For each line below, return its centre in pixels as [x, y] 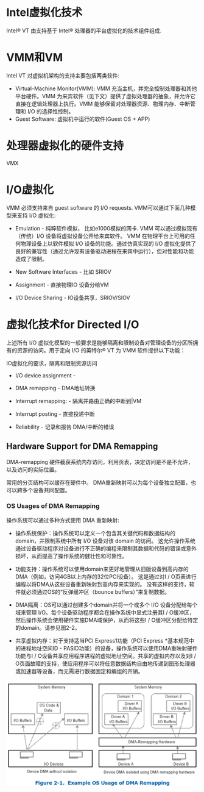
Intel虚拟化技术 [44, 12]
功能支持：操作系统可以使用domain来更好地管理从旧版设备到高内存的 [102, 569]
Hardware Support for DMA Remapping [82, 447]
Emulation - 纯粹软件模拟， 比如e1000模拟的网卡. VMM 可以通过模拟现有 [106, 228]
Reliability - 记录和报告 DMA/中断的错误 [65, 427]
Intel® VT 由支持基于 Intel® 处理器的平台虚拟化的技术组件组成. [84, 30]
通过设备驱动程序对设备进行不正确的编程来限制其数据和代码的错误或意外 [106, 548]
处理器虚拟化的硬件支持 [65, 146]
